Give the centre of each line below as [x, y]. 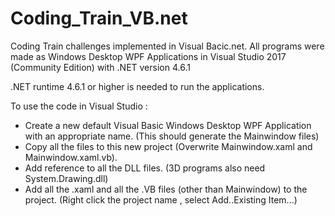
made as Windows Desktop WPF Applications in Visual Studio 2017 [148, 56]
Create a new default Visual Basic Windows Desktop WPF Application [168, 125]
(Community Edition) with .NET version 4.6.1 [100, 67]
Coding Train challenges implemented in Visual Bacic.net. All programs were [167, 46]
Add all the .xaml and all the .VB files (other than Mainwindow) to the [166, 189]
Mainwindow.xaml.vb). [71, 157]
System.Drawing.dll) [66, 178]
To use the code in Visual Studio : [79, 106]
